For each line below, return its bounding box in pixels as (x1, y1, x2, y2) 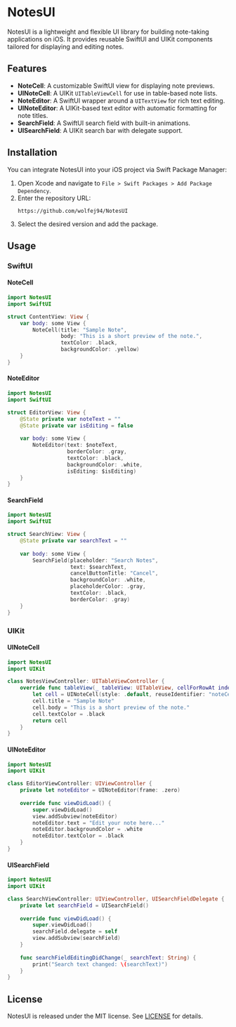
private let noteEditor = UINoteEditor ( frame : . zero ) (20, 787, 181, 794)
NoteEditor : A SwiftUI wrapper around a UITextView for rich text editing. (17, 96, 225, 105)
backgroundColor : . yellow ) (60, 346, 140, 353)
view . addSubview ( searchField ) (32, 935, 121, 942)
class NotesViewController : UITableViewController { (7, 678, 165, 685)
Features (7, 63, 47, 74)
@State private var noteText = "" (20, 415, 121, 422)
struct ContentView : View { (7, 313, 90, 320)
